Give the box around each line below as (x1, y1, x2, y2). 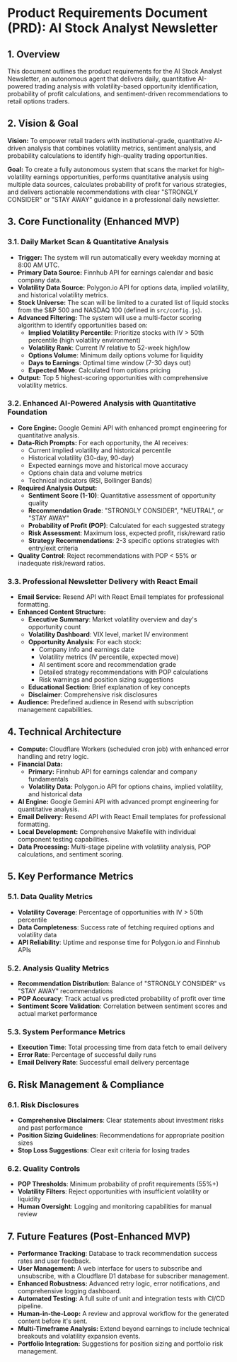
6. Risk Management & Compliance (7, 1078, 165, 1091)
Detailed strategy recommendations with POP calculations (38, 668, 209, 677)
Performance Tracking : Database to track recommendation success (17, 1249, 218, 1257)
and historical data (28, 789, 83, 798)
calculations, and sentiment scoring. (17, 849, 124, 858)
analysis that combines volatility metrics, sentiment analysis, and (27, 144, 216, 152)
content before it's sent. (17, 1317, 88, 1325)
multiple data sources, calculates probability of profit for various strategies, (7, 180, 227, 188)
